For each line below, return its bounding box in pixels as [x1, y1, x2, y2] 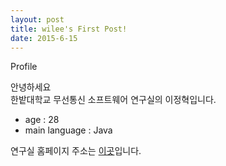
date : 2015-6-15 [10, 33, 78, 43]
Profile [10, 61, 38, 73]
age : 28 [24, 114, 60, 126]
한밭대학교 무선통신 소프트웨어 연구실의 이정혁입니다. [10, 94, 217, 106]
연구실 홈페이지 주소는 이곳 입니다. [10, 145, 142, 157]
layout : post [10, 14, 65, 25]
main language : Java [24, 124, 113, 136]
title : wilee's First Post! [10, 24, 128, 34]
